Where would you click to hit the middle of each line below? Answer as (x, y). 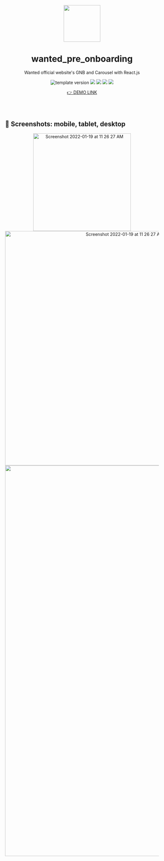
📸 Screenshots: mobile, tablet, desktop (65, 124)
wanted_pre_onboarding (82, 59)
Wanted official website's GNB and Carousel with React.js (82, 72)
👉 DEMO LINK (82, 92)
